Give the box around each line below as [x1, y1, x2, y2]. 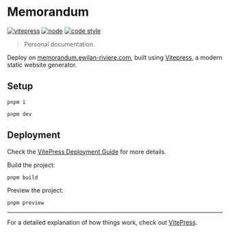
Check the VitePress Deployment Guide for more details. [7, 147, 166, 156]
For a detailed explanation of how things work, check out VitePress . [7, 219, 198, 227]
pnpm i [7, 99, 26, 106]
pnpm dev [7, 110, 32, 117]
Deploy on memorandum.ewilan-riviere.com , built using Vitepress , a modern [7, 53, 222, 62]
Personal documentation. [23, 40, 95, 48]
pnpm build [7, 174, 38, 181]
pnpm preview [7, 199, 44, 206]
